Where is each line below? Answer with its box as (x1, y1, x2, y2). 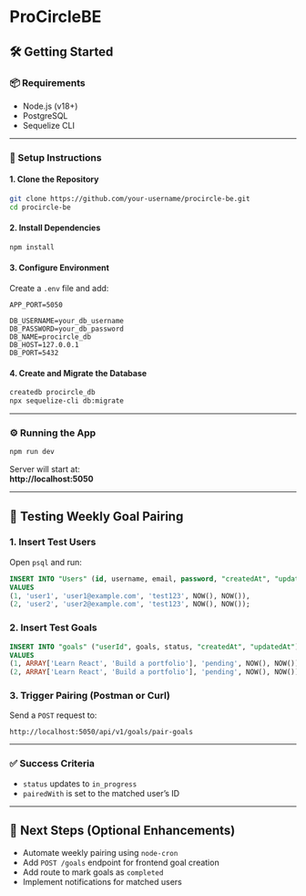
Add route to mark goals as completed (22, 866, 164, 878)
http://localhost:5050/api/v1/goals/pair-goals (9, 728, 194, 737)
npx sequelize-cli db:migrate (9, 396, 125, 406)
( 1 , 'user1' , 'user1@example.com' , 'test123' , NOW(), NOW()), (9, 591, 250, 600)
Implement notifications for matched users (22, 876, 182, 887)
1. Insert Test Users (9, 536, 97, 549)
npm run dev (9, 448, 55, 457)
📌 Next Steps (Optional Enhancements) (9, 823, 236, 838)
